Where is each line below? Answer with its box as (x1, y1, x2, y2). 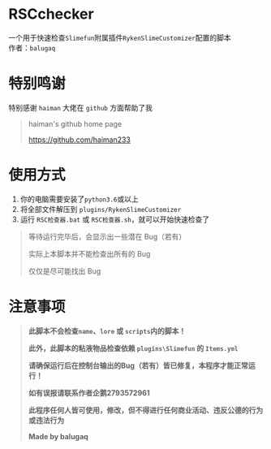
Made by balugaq (28, 431, 89, 441)
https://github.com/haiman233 (28, 135, 131, 145)
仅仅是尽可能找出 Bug (28, 266, 101, 276)
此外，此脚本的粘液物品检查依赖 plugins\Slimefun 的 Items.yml (28, 343, 239, 353)
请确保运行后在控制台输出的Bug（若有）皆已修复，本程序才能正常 (28, 360, 249, 370)
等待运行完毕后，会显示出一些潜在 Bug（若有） (28, 231, 187, 241)
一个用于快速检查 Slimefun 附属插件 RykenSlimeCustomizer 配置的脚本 (8, 32, 231, 42)
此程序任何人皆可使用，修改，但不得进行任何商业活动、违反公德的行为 (28, 405, 264, 415)
